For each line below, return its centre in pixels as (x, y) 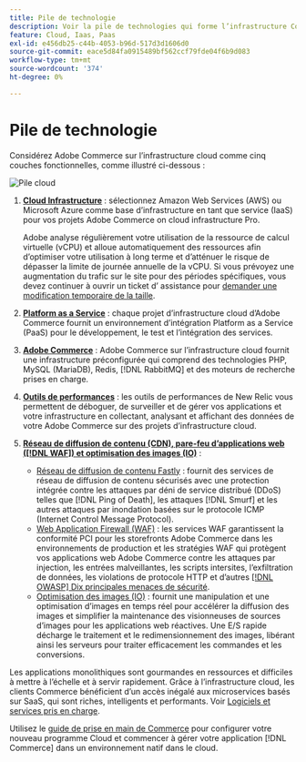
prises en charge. (56, 379)
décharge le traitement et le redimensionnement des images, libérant (165, 635)
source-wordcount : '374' (56, 69)
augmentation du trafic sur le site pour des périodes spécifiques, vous (154, 276)
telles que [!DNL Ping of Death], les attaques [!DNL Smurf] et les (157, 499)
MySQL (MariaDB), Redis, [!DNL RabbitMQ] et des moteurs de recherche (159, 369)
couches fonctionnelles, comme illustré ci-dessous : (107, 165)
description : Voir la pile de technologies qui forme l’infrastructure (148, 26)
